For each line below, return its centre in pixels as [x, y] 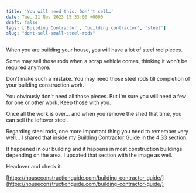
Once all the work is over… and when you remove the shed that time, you [94, 114]
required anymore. [28, 67]
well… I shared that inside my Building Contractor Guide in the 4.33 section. [97, 137]
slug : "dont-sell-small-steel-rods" [51, 33]
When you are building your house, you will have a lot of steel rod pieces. [94, 50]
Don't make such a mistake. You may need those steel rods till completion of [98, 79]
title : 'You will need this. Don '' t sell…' [60, 11]
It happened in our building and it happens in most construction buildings [94, 149]
